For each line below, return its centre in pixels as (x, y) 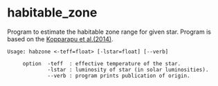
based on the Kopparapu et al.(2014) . (60, 39)
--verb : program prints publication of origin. (119, 76)
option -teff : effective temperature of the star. (102, 63)
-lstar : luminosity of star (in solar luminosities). (128, 69)
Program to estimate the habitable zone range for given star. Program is (109, 32)
